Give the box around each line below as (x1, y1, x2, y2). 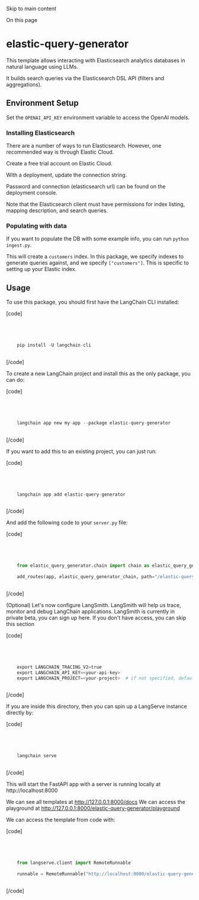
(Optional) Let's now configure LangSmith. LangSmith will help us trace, (6, 601, 182, 608)
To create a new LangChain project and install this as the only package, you (6, 370, 191, 377)
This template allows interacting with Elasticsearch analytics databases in (6, 56, 185, 64)
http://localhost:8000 (6, 787, 58, 794)
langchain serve (17, 753, 57, 759)
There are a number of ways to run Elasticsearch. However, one (6, 142, 162, 149)
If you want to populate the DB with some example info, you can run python (6, 235, 190, 242)
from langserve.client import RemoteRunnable (17, 860, 131, 866)
